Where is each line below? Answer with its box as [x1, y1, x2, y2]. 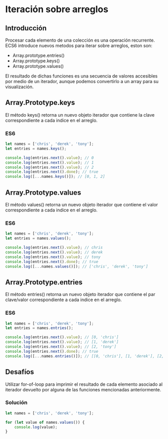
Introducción [5, 24, 47, 32]
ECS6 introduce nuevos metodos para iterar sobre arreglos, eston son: [5, 43, 153, 49]
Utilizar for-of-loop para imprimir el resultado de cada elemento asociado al [5, 381, 163, 387]
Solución [5, 399, 28, 406]
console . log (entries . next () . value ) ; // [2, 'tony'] [5, 344, 116, 349]
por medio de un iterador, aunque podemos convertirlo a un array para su [5, 79, 159, 84]
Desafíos [5, 368, 34, 376]
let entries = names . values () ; [5, 236, 71, 241]
